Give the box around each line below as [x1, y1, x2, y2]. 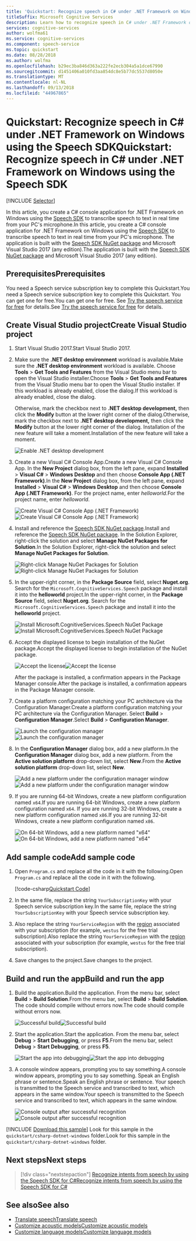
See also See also [6, 1200, 69, 1210]
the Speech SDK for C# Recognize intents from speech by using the [20, 1177, 183, 1184]
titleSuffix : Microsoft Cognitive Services [6, 14, 114, 20]
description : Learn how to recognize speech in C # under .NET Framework [6, 19, 187, 25]
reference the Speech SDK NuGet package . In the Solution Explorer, [14, 531, 178, 538]
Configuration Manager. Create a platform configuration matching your [14, 704, 183, 711]
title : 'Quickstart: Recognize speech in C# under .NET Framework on [6, 8, 179, 15]
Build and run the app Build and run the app [6, 973, 164, 984]
